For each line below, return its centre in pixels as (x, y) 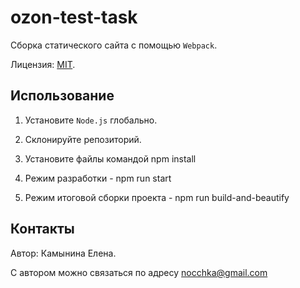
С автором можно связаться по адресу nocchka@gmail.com (139, 272)
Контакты (42, 229)
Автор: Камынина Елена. (63, 253)
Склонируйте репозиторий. (83, 139)
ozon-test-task (74, 17)
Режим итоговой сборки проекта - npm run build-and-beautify (157, 197)
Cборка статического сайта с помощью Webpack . (114, 45)
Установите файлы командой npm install (110, 158)
